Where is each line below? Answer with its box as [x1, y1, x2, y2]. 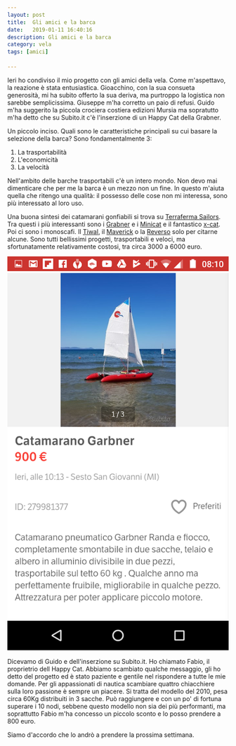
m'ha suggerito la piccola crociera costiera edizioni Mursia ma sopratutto [7, 105, 219, 114]
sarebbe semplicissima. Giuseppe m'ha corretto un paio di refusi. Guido [7, 98, 215, 107]
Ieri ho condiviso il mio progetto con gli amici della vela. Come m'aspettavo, [7, 76, 226, 84]
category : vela [7, 41, 52, 48]
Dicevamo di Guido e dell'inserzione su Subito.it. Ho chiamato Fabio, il [7, 657, 210, 665]
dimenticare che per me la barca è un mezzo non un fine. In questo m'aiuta [7, 183, 225, 192]
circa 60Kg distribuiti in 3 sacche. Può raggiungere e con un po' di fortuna [7, 694, 222, 702]
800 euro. [7, 716, 37, 725]
